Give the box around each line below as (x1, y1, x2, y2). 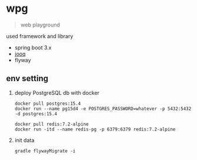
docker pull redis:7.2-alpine (14, 121, 89, 127)
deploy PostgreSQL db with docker (14, 89, 100, 96)
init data (14, 136, 35, 144)
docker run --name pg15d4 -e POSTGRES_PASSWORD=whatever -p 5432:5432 (14, 105, 192, 112)
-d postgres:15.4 (14, 111, 58, 116)
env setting (6, 74, 49, 84)
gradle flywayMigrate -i (14, 148, 76, 154)
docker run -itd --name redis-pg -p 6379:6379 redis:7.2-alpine (14, 126, 176, 132)
